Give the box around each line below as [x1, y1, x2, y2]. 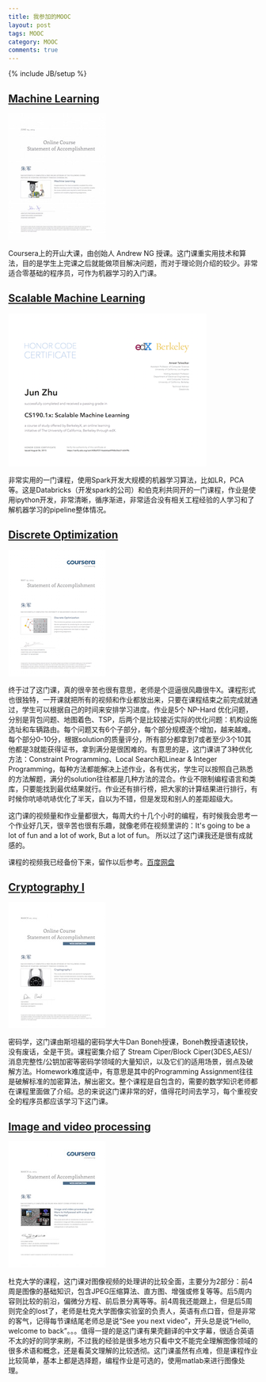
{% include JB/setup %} [8, 69, 87, 78]
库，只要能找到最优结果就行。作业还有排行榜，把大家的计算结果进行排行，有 [8, 784, 258, 794]
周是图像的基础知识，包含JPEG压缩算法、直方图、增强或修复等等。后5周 [8, 1287, 245, 1296]
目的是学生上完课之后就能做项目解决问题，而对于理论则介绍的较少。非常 [21, 258, 258, 268]
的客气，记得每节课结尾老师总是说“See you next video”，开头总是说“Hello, [8, 1316, 252, 1326]
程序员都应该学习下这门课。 [21, 1097, 112, 1106]
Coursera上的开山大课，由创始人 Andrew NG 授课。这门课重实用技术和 [8, 248, 240, 257]
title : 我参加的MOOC [8, 13, 71, 21]
